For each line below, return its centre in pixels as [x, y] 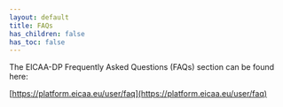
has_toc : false [37, 42]
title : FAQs [31, 26]
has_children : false [47, 34]
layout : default [39, 17]
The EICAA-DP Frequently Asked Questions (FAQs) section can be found [142, 67]
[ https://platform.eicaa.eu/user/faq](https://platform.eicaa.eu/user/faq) [138, 94]
